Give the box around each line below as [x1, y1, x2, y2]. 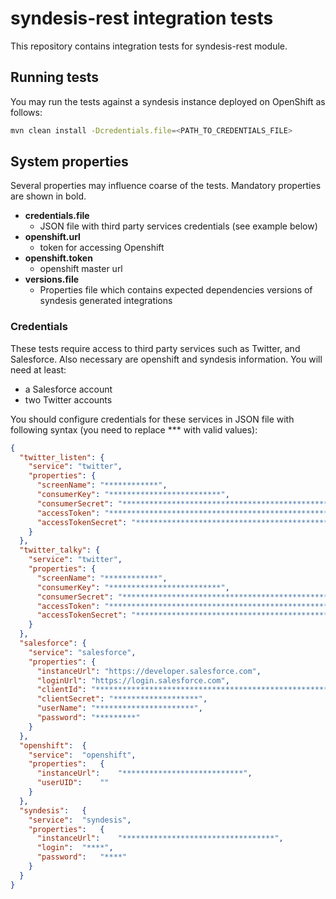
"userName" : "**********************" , [36, 703, 203, 714]
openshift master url [39, 263, 123, 275]
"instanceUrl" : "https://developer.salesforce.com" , [36, 666, 262, 676]
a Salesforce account [24, 383, 113, 395]
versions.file [24, 273, 80, 286]
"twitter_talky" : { [19, 545, 101, 556]
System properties [10, 153, 129, 171]
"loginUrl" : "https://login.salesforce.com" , [36, 675, 230, 686]
